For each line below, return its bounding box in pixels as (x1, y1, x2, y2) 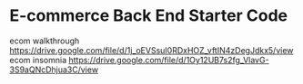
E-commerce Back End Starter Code (9, 5, 288, 26)
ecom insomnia (9, 54, 66, 65)
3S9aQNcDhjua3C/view (9, 64, 98, 75)
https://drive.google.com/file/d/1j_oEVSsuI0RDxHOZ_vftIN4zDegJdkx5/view (9, 44, 294, 55)
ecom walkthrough (9, 35, 80, 46)
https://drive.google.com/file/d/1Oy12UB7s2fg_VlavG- (67, 54, 270, 65)
